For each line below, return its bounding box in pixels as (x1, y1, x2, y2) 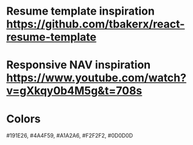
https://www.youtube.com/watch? (6, 71, 187, 85)
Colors (6, 111, 41, 126)
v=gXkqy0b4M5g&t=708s (6, 84, 142, 98)
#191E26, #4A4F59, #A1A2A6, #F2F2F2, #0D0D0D (6, 132, 133, 140)
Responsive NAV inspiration (6, 58, 151, 72)
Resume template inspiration (6, 4, 155, 18)
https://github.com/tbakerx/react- (6, 17, 185, 31)
